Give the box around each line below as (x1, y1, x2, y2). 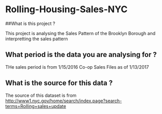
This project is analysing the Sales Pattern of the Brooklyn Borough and (5, 30, 156, 36)
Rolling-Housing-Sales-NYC (5, 4, 128, 15)
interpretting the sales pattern (5, 36, 68, 42)
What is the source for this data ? (5, 79, 113, 88)
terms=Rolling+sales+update (5, 103, 66, 109)
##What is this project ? (5, 20, 55, 26)
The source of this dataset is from (5, 92, 77, 98)
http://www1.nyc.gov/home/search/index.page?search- (5, 98, 122, 104)
